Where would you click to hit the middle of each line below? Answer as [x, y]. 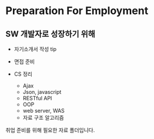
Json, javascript [42, 92]
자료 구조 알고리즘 [43, 118]
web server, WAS [44, 111]
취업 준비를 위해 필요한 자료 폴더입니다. [50, 130]
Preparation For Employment [77, 11]
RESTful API [37, 98]
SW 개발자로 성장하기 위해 [50, 34]
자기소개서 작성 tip [35, 49]
